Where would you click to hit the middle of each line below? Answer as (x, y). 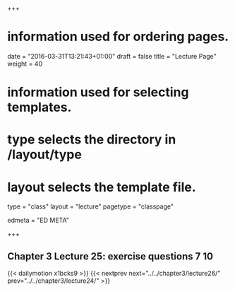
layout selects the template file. (102, 187)
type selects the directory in (92, 140)
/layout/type (45, 154)
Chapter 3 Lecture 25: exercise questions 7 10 (110, 256)
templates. (40, 107)
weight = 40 (25, 64)
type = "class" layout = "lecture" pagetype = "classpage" (91, 206)
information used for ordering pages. (118, 37)
